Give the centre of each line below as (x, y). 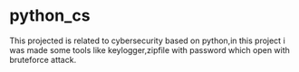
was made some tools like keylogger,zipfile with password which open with (149, 49)
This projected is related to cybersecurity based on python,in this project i (147, 40)
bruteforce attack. (43, 59)
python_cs (50, 16)
